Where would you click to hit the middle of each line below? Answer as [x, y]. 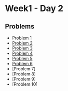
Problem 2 [22, 43]
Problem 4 [22, 53]
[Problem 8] [24, 74]
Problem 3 [22, 48]
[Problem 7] [24, 69]
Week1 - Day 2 [34, 8]
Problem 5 [22, 58]
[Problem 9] [24, 79]
